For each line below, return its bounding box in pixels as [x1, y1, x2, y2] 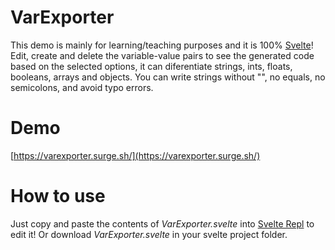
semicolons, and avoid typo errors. [10, 81, 154, 93]
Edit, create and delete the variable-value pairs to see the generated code [10, 49, 315, 61]
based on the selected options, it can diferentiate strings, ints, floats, [10, 60, 293, 72]
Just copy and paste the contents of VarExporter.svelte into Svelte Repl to [10, 217, 315, 230]
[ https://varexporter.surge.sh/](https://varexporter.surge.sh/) [10, 149, 261, 161]
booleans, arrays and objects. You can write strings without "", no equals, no [10, 71, 326, 83]
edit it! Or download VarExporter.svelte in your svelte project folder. [10, 228, 288, 240]
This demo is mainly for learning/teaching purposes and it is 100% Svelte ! [10, 39, 314, 51]
